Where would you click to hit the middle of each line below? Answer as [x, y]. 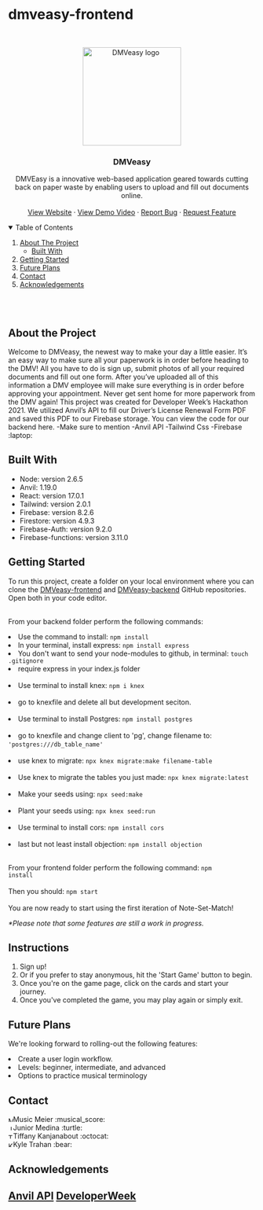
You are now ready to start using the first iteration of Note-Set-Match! [121, 908]
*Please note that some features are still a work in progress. [106, 923]
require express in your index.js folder [79, 668]
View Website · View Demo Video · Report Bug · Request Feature [132, 212]
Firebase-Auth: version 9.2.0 [66, 529]
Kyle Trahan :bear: [43, 1145]
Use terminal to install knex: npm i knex [82, 685]
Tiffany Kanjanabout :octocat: [61, 1136]
